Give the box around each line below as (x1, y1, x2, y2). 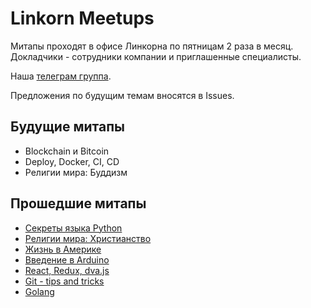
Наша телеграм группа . (10, 70, 112, 82)
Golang (24, 285, 55, 297)
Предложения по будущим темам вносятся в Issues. (10, 89, 235, 101)
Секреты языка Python (24, 222, 123, 234)
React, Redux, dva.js (24, 264, 110, 276)
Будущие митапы (10, 118, 125, 136)
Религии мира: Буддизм (24, 166, 128, 178)
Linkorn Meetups (10, 7, 155, 30)
